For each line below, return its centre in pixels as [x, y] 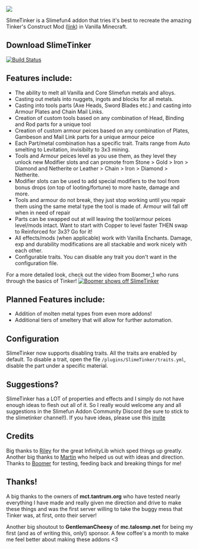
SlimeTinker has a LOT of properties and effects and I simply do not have [95, 399]
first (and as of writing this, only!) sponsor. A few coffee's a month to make [97, 533]
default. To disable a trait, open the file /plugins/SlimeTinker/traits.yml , [96, 359]
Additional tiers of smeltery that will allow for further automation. [94, 320]
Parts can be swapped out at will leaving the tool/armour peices [93, 219]
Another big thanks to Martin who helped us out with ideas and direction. [95, 457]
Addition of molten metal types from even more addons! [83, 314]
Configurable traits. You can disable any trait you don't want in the [96, 257]
